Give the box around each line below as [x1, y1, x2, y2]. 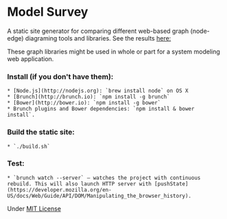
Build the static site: [7, 128, 75, 137]
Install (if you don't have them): [7, 71, 114, 81]
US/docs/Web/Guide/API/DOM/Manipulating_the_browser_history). [7, 192, 192, 199]
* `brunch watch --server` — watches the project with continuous [7, 174, 201, 181]
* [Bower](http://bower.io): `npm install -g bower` [7, 100, 161, 106]
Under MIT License [7, 204, 62, 213]
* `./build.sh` [7, 143, 51, 150]
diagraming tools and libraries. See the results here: [25, 34, 171, 42]
